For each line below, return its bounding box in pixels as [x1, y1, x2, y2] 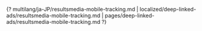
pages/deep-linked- [104, 12, 155, 19]
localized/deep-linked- [139, 6, 197, 13]
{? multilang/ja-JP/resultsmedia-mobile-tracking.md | [6, 6, 139, 13]
